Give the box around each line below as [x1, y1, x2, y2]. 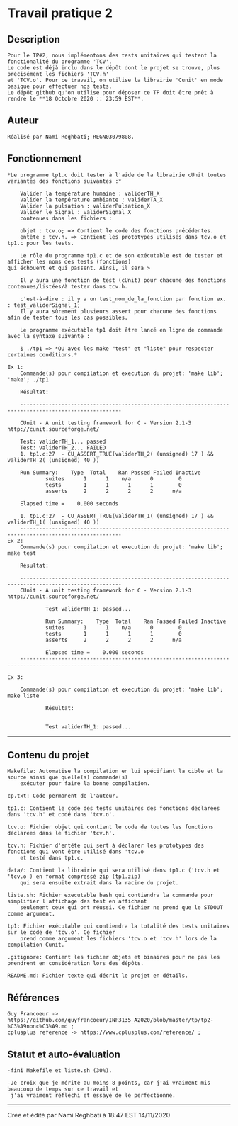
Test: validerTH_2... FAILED [20, 444, 106, 451]
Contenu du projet [7, 749, 89, 761]
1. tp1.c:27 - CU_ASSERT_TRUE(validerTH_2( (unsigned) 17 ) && [20, 450, 214, 458]
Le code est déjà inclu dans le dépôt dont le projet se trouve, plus [7, 64, 220, 72]
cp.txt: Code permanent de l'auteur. [7, 792, 119, 800]
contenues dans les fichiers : [20, 215, 113, 222]
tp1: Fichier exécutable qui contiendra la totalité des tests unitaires [7, 923, 230, 930]
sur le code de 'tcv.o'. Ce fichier [7, 929, 115, 936]
